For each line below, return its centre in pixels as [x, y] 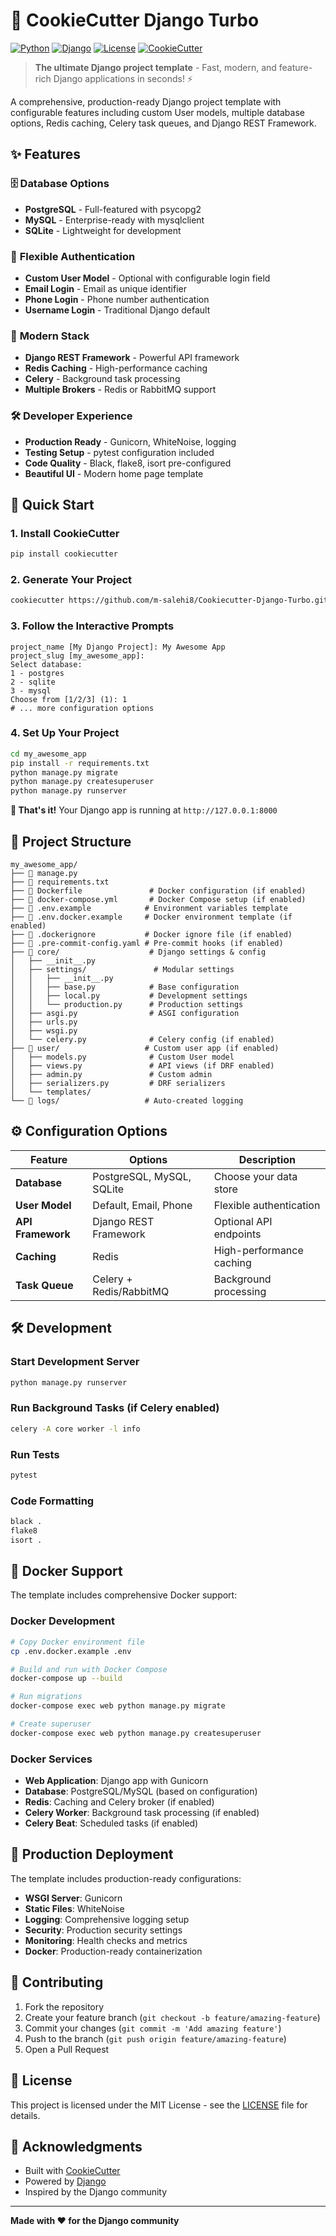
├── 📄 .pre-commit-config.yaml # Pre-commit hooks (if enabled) [147, 944]
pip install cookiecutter [64, 554]
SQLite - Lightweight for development [103, 230]
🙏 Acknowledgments [76, 2146]
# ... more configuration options [82, 708]
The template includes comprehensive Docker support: [124, 1595]
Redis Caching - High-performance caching [116, 368]
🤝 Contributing [57, 1982]
